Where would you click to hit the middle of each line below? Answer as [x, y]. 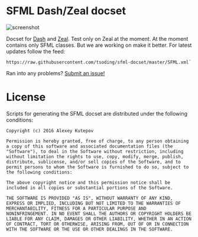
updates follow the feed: [36, 51]
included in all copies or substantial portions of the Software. [90, 188]
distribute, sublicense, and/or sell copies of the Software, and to [94, 162]
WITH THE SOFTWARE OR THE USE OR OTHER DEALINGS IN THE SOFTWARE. [90, 229]
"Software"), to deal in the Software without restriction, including [95, 151]
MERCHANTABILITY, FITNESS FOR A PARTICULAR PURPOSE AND [76, 209]
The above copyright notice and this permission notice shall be [88, 182]
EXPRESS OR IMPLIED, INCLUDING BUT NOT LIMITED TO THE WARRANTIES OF [94, 203]
